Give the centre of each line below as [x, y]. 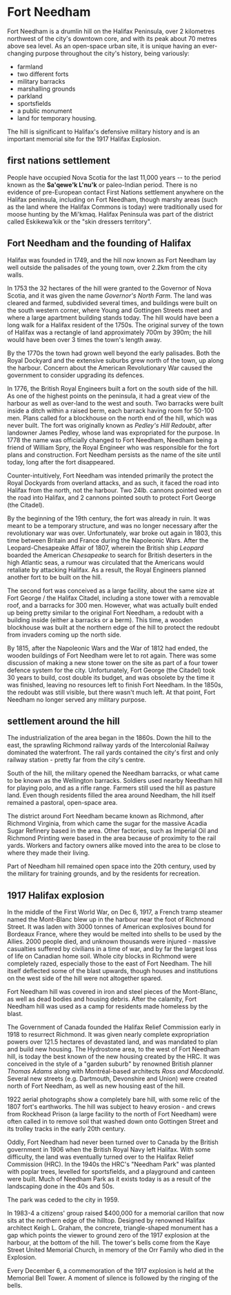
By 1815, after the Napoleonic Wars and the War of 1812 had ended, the [108, 648]
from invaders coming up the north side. [64, 635]
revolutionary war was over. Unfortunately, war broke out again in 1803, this [114, 533]
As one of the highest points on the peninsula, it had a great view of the [109, 396]
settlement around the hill [64, 721]
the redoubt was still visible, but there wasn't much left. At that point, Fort [111, 692]
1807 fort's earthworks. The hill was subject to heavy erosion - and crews [111, 1107]
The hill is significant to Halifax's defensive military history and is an [103, 132]
